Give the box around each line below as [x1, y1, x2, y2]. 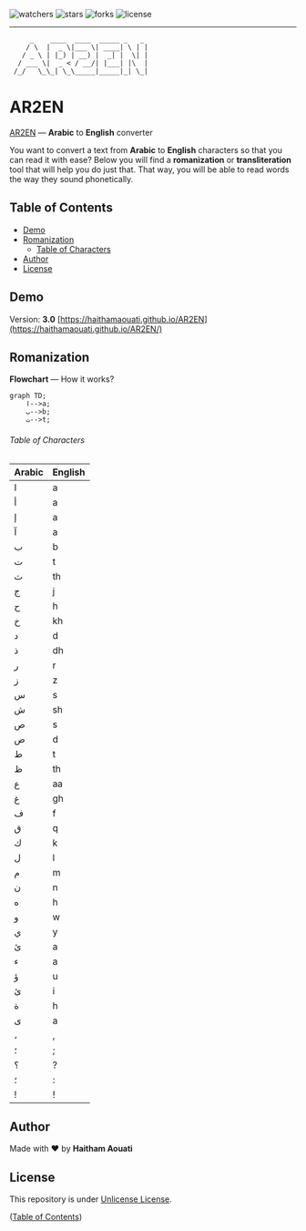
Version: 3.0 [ [9, 313, 61, 324]
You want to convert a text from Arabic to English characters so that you [9, 144, 283, 155]
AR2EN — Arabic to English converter [9, 127, 153, 138]
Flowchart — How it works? [9, 374, 115, 385]
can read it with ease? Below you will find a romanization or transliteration [9, 154, 291, 165]
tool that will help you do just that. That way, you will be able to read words [9, 164, 290, 175]
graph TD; [9, 392, 47, 401]
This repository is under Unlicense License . [9, 1194, 173, 1205]
